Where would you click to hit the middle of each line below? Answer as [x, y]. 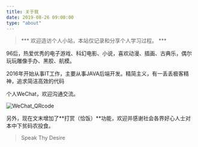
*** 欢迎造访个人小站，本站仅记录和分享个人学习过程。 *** [94, 41]
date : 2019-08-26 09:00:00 [40, 17]
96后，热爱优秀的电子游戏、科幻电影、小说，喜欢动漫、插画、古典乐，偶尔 [99, 53]
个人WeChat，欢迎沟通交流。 [43, 94]
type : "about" [24, 23]
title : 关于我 [23, 12]
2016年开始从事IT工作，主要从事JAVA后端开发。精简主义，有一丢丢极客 [95, 74]
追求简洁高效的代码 [40, 81]
